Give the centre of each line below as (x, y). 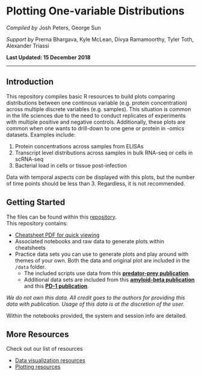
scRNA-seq (29, 159)
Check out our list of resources (44, 349)
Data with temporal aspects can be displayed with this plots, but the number (101, 177)
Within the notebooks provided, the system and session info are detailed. (97, 315)
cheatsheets (30, 247)
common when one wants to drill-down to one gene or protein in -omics (95, 128)
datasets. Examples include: (41, 135)
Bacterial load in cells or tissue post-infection (71, 165)
